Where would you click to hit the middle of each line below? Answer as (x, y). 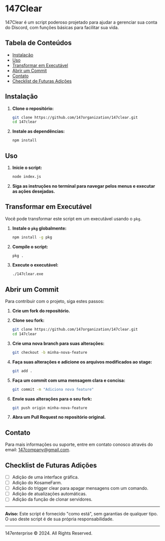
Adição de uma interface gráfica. (45, 477)
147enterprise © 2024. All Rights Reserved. (49, 533)
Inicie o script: (27, 168)
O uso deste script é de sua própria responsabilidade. (59, 519)
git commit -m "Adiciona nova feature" (53, 389)
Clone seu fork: (28, 320)
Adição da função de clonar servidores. (52, 499)
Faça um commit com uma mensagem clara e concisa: (69, 380)
